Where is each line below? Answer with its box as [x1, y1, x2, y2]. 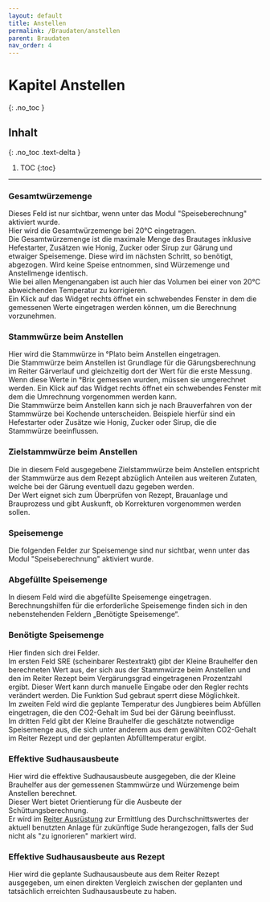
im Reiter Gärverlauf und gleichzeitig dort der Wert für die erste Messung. [8, 366, 252, 376]
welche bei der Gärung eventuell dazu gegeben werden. [8, 481, 194, 491]
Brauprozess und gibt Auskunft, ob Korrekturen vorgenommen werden [8, 499, 242, 508]
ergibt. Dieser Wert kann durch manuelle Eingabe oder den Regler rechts [8, 682, 249, 692]
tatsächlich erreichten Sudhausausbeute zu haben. [8, 887, 177, 896]
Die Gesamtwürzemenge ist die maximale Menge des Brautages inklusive [8, 235, 252, 244]
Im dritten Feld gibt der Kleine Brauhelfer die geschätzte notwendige [8, 716, 235, 725]
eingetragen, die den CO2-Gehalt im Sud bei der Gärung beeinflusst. [8, 708, 235, 717]
